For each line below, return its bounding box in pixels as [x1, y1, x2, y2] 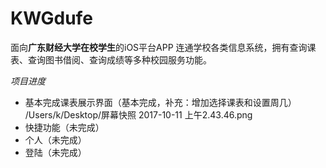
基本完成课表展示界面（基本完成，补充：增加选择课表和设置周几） [24, 96, 297, 108]
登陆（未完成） [24, 146, 87, 158]
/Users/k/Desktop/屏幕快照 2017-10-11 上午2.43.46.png [24, 108, 253, 121]
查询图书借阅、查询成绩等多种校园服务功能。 [27, 53, 212, 66]
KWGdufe [10, 7, 93, 30]
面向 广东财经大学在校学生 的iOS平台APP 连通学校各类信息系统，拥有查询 [10, 41, 308, 53]
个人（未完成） [24, 133, 87, 146]
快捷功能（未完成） [24, 121, 105, 133]
